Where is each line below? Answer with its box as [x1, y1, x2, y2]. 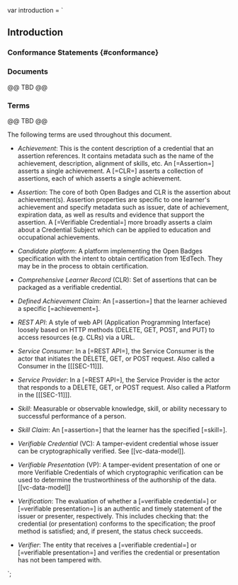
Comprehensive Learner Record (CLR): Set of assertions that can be [17, 276, 217, 284]
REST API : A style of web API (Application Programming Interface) [17, 318, 211, 326]
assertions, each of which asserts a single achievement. [17, 174, 182, 183]
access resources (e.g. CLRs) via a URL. [17, 333, 135, 341]
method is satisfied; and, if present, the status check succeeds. [17, 527, 203, 535]
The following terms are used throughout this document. [7, 130, 172, 139]
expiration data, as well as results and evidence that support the [17, 210, 205, 219]
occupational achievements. [17, 233, 101, 242]
